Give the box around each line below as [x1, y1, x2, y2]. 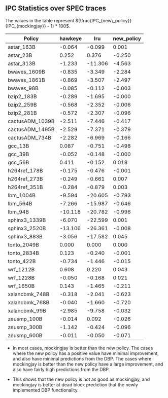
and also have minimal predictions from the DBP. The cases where [12, 355, 152, 361]
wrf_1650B [8, 282, 35, 290]
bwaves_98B [8, 85, 39, 92]
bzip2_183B [8, 93, 37, 100]
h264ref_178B [8, 167, 43, 174]
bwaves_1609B [8, 68, 46, 75]
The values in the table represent [5, 17, 75, 23]
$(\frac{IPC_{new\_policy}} [75, 17, 132, 23]
